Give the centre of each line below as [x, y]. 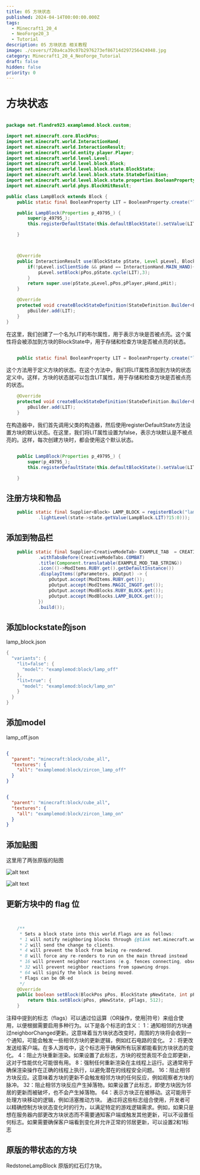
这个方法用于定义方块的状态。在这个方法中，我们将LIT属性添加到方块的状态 [99, 370]
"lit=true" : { [34, 680]
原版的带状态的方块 [41, 1150]
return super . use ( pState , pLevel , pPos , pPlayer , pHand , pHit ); [102, 283]
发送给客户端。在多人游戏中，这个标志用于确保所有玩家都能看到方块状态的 [97, 1048]
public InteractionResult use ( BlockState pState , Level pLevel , [98, 261]
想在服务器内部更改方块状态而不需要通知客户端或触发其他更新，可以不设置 [97, 1115]
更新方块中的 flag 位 [43, 904]
